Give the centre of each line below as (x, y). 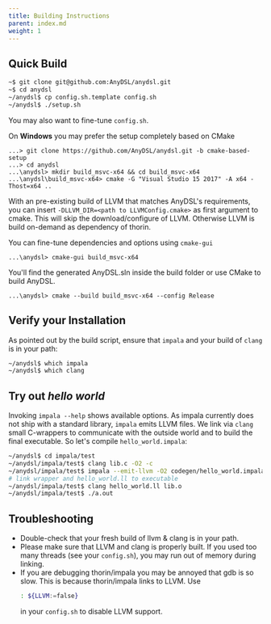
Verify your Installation (67, 320)
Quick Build (38, 63)
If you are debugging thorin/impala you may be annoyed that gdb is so (137, 573)
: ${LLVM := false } (49, 596)
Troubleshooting (51, 519)
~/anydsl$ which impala (48, 363)
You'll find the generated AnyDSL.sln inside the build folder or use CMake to (135, 272)
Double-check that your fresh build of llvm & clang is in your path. (129, 538)
